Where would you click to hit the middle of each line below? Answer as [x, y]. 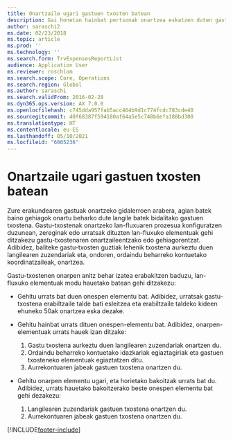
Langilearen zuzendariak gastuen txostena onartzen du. [107, 409]
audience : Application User [48, 65]
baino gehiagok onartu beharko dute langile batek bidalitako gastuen [105, 218]
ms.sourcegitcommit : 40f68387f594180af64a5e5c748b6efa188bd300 [101, 116]
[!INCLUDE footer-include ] [44, 430]
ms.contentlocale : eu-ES [43, 130]
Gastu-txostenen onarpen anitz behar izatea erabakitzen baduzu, [100, 276]
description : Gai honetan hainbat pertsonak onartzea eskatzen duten [110, 20]
